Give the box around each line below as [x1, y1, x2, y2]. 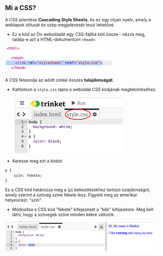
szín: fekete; [14, 173, 42, 178]
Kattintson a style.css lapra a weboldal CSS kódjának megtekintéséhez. [12, 86, 157, 92]
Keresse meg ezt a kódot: [12, 158, 64, 164]
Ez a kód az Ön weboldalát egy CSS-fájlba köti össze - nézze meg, [12, 31, 146, 37]
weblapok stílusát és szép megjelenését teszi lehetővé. [5, 22, 115, 28]
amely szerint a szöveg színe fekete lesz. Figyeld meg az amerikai [5, 192, 137, 198]
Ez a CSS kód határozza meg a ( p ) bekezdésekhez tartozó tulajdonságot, [5, 187, 151, 193]
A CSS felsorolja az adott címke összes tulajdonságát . [5, 77, 114, 83]
